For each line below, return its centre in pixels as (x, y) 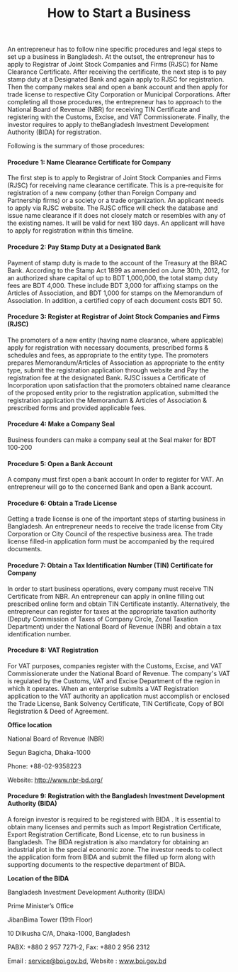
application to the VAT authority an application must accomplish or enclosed (119, 696)
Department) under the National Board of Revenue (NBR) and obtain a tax (114, 626)
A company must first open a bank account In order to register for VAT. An (116, 480)
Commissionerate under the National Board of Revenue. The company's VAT (119, 673)
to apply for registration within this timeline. (70, 231)
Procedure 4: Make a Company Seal (61, 424)
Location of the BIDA (38, 878)
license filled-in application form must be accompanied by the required (111, 541)
